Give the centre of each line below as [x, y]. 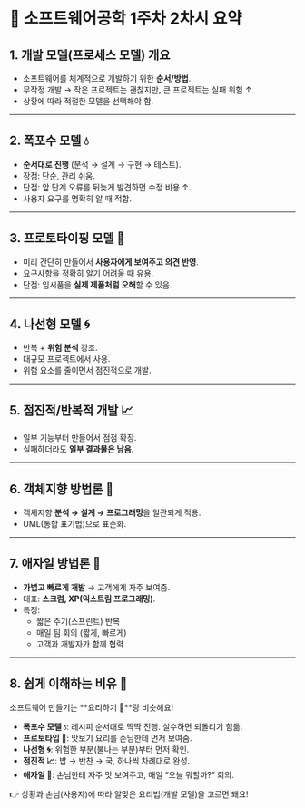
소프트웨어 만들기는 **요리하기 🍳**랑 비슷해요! [92, 707]
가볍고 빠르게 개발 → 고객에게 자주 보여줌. [96, 587]
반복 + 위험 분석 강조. [60, 348]
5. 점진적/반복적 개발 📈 [71, 410]
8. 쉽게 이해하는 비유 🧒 [69, 684]
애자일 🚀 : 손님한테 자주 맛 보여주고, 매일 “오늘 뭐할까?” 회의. [128, 774]
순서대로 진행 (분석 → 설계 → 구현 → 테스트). [102, 164]
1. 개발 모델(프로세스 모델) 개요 [90, 55]
